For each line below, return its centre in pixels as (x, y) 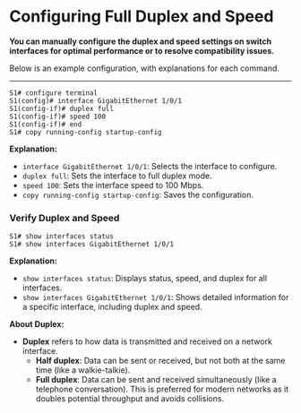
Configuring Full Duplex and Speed (142, 17)
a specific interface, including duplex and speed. (112, 307)
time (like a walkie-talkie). (83, 370)
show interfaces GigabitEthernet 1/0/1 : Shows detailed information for (155, 297)
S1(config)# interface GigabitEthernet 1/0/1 (95, 100)
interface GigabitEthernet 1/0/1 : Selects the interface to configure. (150, 166)
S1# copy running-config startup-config (86, 132)
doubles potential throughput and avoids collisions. (130, 399)
